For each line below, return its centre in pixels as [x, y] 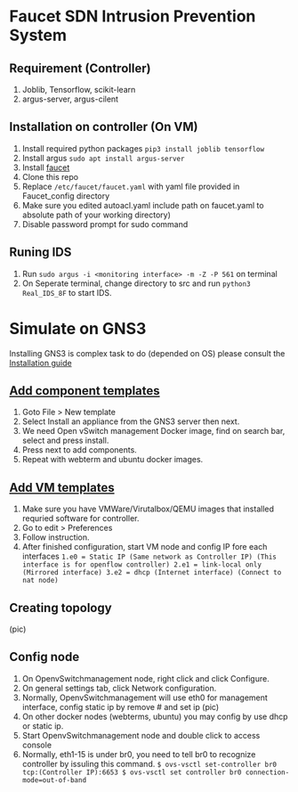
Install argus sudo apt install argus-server [103, 158]
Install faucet [46, 167]
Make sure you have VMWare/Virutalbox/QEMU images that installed [148, 509]
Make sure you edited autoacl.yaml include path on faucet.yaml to [143, 205]
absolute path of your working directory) [97, 215]
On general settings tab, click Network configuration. [119, 688]
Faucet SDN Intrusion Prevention [133, 16]
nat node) [40, 581]
